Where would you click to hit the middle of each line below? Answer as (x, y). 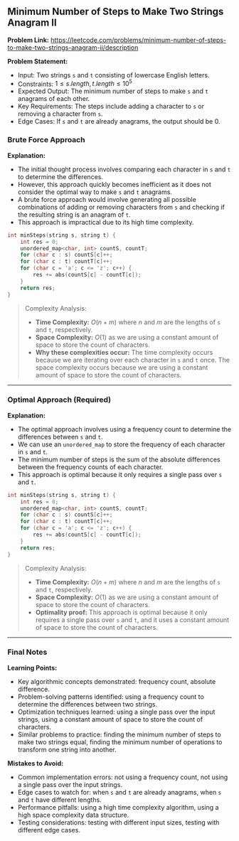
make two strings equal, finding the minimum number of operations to (120, 741)
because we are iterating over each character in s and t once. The (132, 360)
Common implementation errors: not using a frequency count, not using (123, 777)
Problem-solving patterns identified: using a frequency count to (111, 697)
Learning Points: (32, 668)
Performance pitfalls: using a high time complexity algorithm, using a (118, 807)
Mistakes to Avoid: (36, 763)
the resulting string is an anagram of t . (74, 214)
